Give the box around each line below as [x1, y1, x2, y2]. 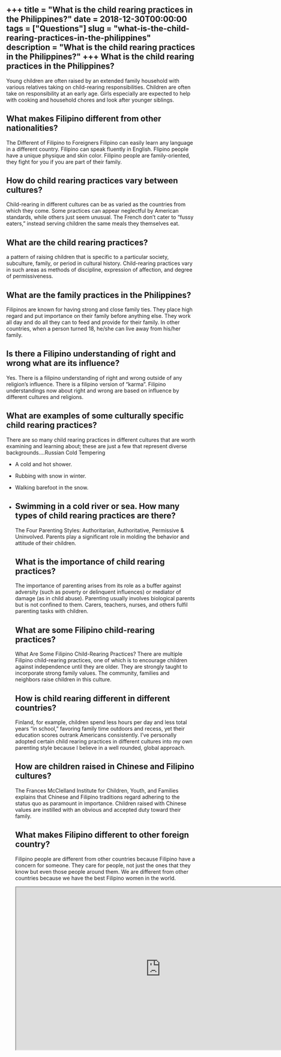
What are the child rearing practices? [6, 237, 148, 248]
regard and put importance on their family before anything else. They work [6, 312, 191, 320]
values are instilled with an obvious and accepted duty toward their [14, 806, 181, 813]
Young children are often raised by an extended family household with [6, 77, 180, 84]
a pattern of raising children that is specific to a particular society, [6, 254, 169, 261]
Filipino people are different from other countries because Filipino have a [14, 855, 195, 862]
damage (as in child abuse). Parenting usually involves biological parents [14, 595, 195, 602]
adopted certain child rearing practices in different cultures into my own [14, 737, 193, 745]
